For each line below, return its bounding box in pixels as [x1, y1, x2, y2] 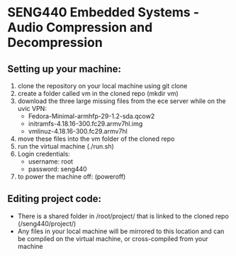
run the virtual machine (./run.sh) [17, 142, 115, 150]
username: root [28, 157, 73, 166]
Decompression [7, 35, 103, 50]
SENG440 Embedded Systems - [7, 4, 200, 21]
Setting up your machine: [7, 63, 122, 75]
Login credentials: [17, 150, 71, 158]
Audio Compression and [7, 19, 153, 36]
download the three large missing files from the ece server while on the [17, 97, 226, 105]
